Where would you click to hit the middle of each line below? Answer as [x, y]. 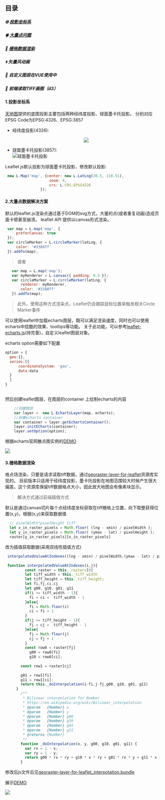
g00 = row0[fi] [45, 652]
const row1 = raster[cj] [46, 666]
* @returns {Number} [44, 735]
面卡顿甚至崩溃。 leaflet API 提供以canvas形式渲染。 [58, 219]
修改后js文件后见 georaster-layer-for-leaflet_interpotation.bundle [70, 772]
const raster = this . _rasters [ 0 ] [59, 570]
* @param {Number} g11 [48, 730]
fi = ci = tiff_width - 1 [57, 597]
